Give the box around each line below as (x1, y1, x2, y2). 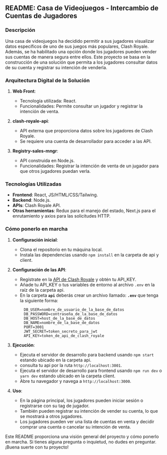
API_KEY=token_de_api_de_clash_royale (23, 333, 105, 338)
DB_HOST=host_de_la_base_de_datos (23, 316, 96, 321)
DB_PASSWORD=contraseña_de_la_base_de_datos (23, 311, 118, 317)
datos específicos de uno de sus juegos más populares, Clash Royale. (5, 43, 149, 49)
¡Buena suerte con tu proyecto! (5, 444, 69, 450)
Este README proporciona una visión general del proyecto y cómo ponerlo (5, 433, 159, 440)
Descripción (5, 27, 36, 34)
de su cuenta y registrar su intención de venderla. (5, 64, 108, 70)
